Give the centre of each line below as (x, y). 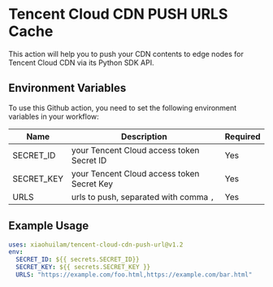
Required (243, 137)
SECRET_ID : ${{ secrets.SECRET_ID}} (78, 260)
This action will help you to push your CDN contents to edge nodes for (126, 54)
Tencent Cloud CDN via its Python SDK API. (81, 63)
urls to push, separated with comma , (143, 197)
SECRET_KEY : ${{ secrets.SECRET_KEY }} (83, 267)
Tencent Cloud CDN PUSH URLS (118, 14)
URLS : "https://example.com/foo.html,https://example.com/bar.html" (134, 275)
